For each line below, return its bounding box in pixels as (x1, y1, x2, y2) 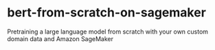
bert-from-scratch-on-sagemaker (7, 5, 206, 21)
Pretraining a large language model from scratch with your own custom (7, 27, 208, 36)
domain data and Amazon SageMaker (7, 34, 114, 42)
